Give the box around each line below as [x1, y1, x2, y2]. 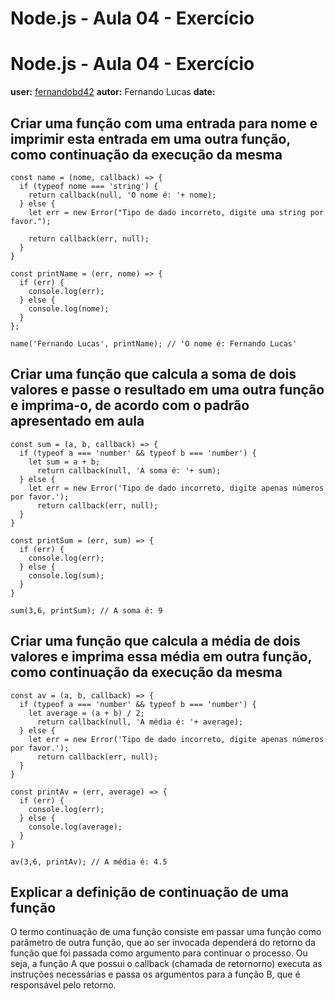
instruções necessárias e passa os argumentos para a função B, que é [10, 968, 301, 981]
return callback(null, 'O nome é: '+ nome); [28, 190, 217, 200]
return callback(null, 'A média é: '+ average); [36, 717, 244, 727]
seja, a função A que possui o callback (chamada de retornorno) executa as [10, 958, 323, 970]
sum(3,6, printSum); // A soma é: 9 [10, 605, 163, 616]
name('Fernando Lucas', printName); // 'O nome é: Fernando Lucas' [10, 338, 298, 349]
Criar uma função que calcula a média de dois [10, 633, 301, 650]
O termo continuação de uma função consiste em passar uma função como [10, 926, 322, 938]
